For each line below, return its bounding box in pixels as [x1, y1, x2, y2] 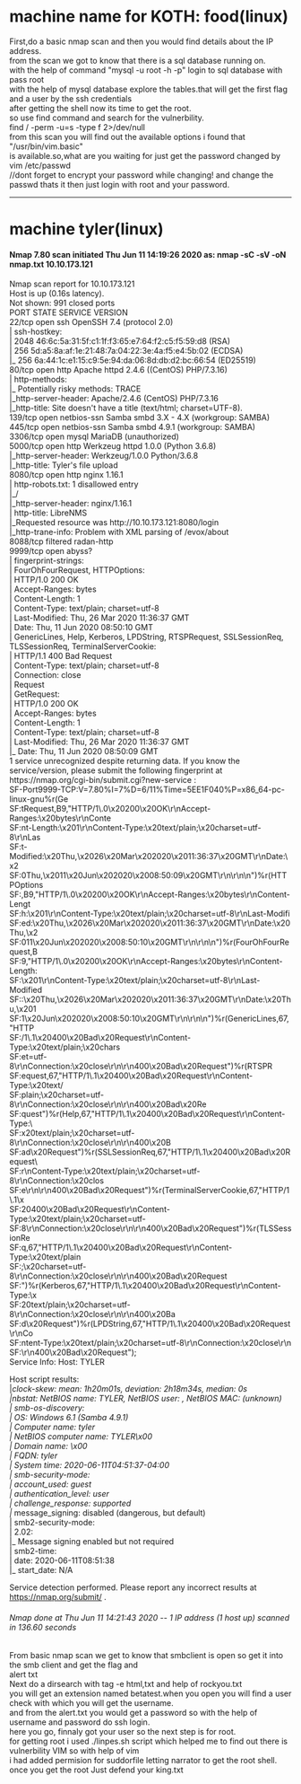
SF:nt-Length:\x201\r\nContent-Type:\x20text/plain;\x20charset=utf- [9, 822, 262, 833]
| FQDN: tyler [9, 1450, 58, 1461]
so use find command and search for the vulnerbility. [9, 112, 204, 123]
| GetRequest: [9, 689, 60, 699]
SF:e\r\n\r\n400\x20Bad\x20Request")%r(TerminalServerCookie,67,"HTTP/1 [9, 1185, 290, 1196]
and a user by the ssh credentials [9, 92, 133, 104]
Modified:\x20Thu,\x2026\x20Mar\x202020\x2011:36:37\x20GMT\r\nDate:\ [9, 851, 288, 862]
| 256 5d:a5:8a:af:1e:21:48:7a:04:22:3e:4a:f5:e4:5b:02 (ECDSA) [9, 346, 244, 356]
